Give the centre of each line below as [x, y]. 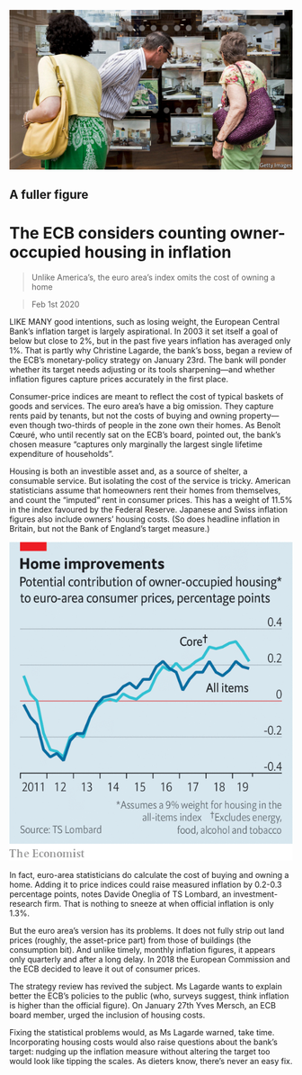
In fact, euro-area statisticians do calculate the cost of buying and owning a [149, 874]
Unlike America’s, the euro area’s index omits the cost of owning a [153, 277]
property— [259, 416]
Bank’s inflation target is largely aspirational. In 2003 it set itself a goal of [144, 331]
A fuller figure [49, 194]
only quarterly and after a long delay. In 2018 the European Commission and [150, 959]
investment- [256, 894]
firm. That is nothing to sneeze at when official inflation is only [159, 903]
